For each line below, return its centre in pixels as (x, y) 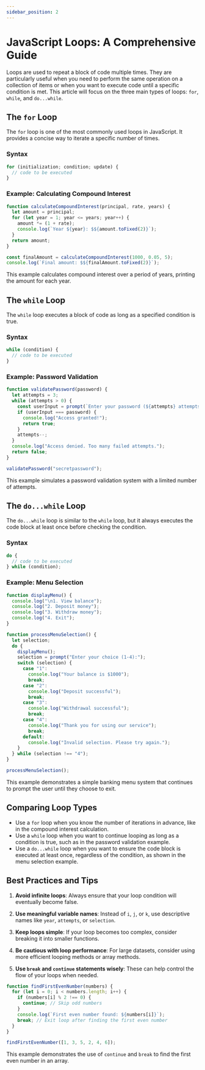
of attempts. (22, 486)
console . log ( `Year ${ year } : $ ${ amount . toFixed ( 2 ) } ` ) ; (87, 230)
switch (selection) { (45, 663)
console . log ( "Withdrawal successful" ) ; (79, 709)
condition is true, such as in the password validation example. (93, 842)
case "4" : (35, 720)
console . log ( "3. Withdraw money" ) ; (57, 612)
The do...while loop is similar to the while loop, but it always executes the (100, 521)
